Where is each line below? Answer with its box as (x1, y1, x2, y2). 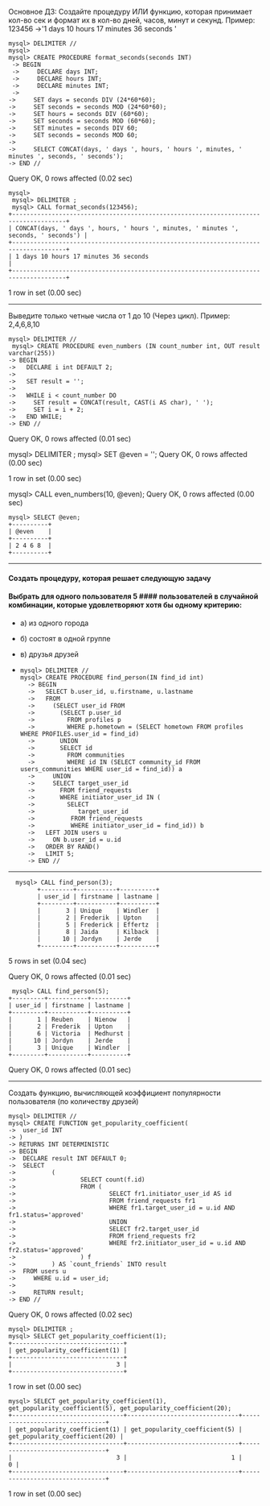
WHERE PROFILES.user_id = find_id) (19, 729, 140, 738)
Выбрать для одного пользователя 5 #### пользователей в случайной (8, 591, 259, 601)
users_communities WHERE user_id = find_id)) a (19, 765, 182, 773)
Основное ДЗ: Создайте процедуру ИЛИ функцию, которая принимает (8, 7, 253, 16)
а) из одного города (19, 618, 89, 628)
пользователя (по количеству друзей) (8, 1096, 139, 1106)
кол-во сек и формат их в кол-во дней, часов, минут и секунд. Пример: (8, 15, 256, 25)
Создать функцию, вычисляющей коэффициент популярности (8, 1088, 221, 1097)
